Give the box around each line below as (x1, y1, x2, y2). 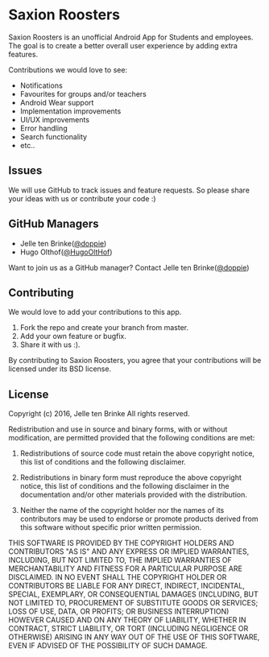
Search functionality (19, 131, 87, 142)
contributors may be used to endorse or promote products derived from (19, 514, 259, 524)
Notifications (19, 81, 63, 90)
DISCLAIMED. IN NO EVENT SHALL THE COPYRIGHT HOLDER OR (8, 572, 227, 582)
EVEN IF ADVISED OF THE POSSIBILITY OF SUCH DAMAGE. (8, 641, 208, 651)
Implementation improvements (19, 106, 122, 116)
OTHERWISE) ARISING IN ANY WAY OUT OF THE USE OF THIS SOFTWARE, (8, 632, 260, 642)
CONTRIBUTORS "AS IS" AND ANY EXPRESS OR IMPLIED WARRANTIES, (8, 547, 250, 556)
